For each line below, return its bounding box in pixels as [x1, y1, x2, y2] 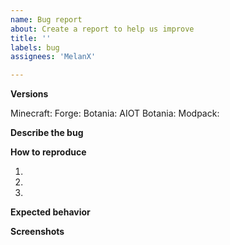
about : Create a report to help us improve [10, 24, 195, 34]
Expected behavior [10, 206, 91, 218]
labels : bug [10, 42, 60, 53]
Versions [10, 88, 49, 100]
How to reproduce [10, 146, 87, 158]
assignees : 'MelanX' [10, 52, 97, 62]
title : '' [10, 33, 52, 43]
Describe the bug [10, 127, 84, 139]
